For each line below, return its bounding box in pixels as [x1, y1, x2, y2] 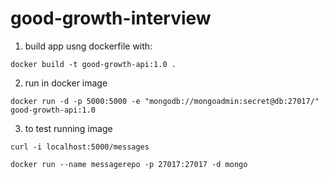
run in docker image [24, 77, 108, 89]
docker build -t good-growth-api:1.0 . [10, 59, 177, 69]
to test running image [24, 122, 113, 134]
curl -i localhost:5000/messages [10, 142, 150, 152]
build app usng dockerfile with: [24, 40, 153, 52]
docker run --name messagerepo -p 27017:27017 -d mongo [10, 159, 248, 169]
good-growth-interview [10, 7, 212, 30]
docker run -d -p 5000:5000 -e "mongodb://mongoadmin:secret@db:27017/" [10, 96, 320, 106]
